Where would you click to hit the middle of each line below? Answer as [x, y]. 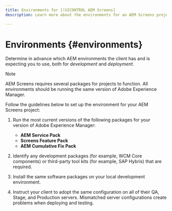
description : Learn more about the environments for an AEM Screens [80, 15]
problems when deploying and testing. [53, 203]
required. [22, 167]
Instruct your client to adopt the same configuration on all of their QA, [86, 192]
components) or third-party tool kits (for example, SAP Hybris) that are [87, 161]
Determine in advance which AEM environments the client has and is [78, 59]
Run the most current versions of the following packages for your [81, 120]
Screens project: [23, 110]
